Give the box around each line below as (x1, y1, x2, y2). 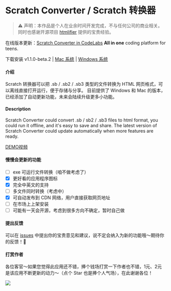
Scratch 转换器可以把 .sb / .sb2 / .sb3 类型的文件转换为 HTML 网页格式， (5, 81, 159, 87)
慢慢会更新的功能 (5, 156, 41, 162)
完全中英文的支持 (12, 182, 49, 188)
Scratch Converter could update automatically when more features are (5, 128, 154, 134)
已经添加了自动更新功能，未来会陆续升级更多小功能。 (5, 94, 117, 100)
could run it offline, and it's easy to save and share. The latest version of (5, 123, 157, 129)
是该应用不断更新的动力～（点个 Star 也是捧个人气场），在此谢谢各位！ (5, 270, 153, 276)
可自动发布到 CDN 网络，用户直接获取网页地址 (12, 195, 111, 201)
